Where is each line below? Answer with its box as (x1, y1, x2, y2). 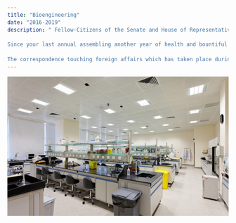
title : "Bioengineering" (7, 11, 80, 18)
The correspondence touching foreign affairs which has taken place (7, 56, 212, 63)
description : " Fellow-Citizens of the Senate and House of (7, 26, 188, 33)
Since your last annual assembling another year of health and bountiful (7, 41, 228, 49)
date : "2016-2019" (7, 18, 61, 26)
